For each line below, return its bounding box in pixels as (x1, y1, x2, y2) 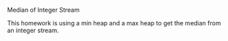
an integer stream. (7, 27, 59, 34)
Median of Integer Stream (7, 6, 80, 14)
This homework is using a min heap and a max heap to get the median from (7, 19, 222, 27)
